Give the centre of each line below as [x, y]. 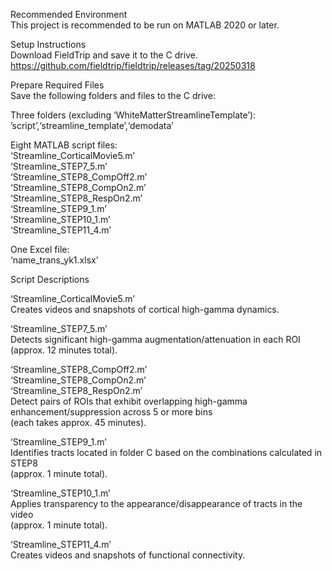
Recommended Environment [69, 14]
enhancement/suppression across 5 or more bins [111, 412]
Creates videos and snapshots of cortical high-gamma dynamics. [145, 309]
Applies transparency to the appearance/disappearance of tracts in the [156, 503]
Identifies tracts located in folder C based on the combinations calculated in [166, 452]
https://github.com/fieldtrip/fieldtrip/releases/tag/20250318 [133, 65]
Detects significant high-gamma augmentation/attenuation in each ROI [155, 339]
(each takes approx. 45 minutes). [78, 422]
